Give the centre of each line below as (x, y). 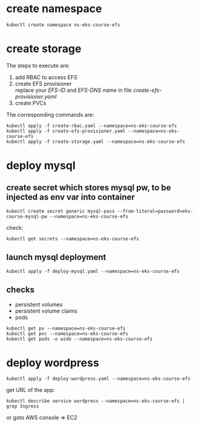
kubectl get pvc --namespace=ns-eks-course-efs (67, 334)
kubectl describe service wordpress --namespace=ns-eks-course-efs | (96, 401)
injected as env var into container (70, 197)
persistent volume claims (46, 311)
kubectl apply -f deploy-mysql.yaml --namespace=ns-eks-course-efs (93, 271)
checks (21, 290)
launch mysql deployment (56, 257)
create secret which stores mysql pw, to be (89, 188)
